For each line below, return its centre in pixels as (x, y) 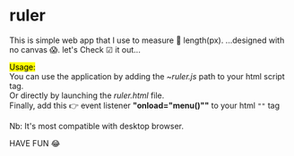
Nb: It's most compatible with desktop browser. (96, 126)
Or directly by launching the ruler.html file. (87, 95)
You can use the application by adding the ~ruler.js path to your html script (147, 76)
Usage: (22, 67)
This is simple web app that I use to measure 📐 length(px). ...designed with (147, 40)
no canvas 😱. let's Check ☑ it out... (75, 49)
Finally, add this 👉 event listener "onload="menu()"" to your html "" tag (145, 105)
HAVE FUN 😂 (35, 143)
